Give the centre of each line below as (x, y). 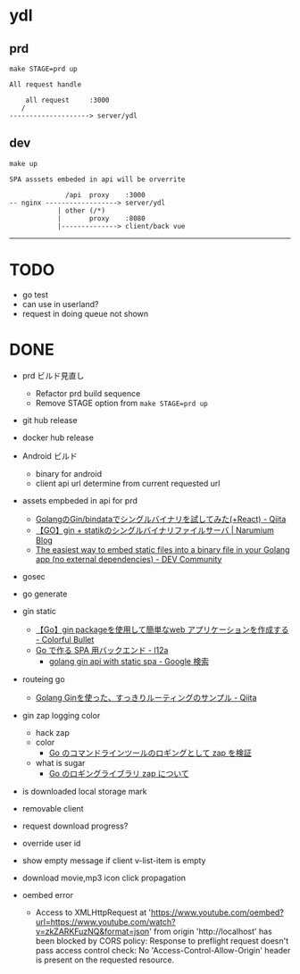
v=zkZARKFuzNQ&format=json (92, 931)
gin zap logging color (61, 715)
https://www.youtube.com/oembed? (217, 912)
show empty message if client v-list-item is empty (114, 860)
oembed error (48, 895)
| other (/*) (81, 211)
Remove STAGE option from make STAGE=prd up (121, 403)
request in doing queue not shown (85, 313)
